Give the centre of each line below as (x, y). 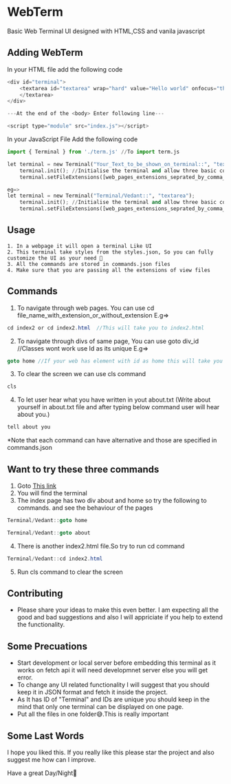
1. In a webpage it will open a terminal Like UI (80, 246)
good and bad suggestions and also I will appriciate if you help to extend (120, 617)
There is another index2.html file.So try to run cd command (101, 546)
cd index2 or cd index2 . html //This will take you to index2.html (106, 328)
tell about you (29, 427)
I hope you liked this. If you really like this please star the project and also (111, 752)
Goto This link (37, 486)
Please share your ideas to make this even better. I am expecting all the (118, 610)
